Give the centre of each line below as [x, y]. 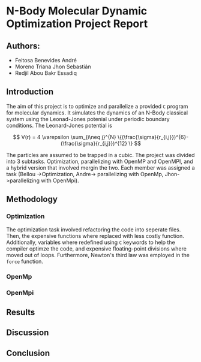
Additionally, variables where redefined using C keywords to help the [91, 242]
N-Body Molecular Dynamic [77, 11]
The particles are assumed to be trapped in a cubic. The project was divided [100, 155]
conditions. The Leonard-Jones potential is [59, 125]
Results [21, 312]
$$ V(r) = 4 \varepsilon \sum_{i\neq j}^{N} [64, 137]
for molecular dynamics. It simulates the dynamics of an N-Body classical [97, 113]
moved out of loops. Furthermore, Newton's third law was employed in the [98, 255]
